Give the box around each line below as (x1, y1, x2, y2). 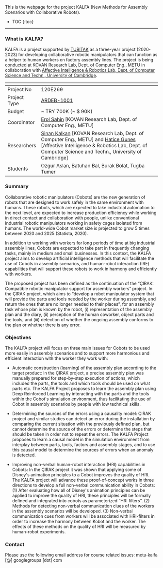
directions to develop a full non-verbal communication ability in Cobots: (12, 482, 155, 488)
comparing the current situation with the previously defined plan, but (12, 421, 149, 427)
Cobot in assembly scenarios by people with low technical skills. (12, 401, 141, 407)
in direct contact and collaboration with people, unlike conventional (5, 215, 139, 221)
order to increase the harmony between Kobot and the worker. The (12, 518, 146, 524)
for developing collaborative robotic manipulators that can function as (18, 52, 158, 58)
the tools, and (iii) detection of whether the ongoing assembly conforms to (5, 316, 154, 322)
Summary (5, 183, 29, 190)
